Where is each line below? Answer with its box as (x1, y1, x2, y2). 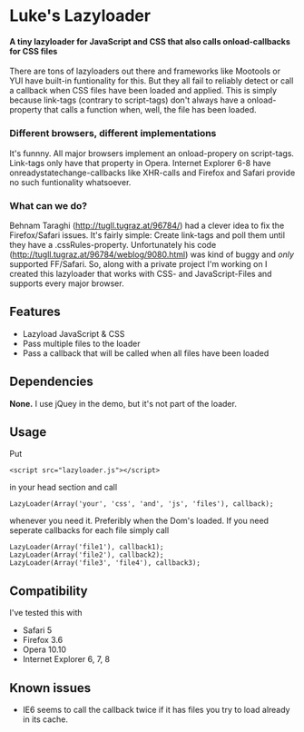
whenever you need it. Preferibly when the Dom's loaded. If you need (9, 515, 270, 527)
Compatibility (9, 583, 88, 598)
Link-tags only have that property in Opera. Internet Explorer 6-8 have (9, 157, 271, 168)
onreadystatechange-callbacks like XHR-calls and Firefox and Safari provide (9, 167, 296, 178)
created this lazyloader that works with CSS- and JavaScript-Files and (9, 268, 272, 279)
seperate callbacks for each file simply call (9, 525, 170, 536)
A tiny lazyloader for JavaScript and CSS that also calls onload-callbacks (9, 35, 290, 46)
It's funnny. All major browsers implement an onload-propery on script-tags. (9, 147, 295, 159)
